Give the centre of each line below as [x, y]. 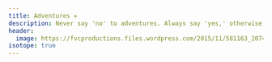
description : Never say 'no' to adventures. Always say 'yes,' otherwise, [137, 23]
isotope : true [32, 46]
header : [21, 31]
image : [27, 38]
